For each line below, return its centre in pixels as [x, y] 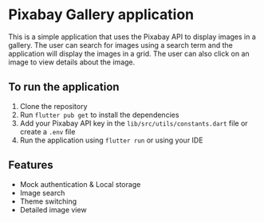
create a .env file [47, 131]
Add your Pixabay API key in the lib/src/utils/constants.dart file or [134, 123]
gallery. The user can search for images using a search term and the [120, 45]
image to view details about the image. [72, 62]
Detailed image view [53, 209]
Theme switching [48, 201]
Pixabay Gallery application [101, 15]
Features [31, 165]
